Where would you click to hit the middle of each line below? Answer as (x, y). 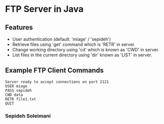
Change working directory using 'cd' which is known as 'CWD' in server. (86, 50)
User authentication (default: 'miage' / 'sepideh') (62, 39)
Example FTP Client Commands (54, 70)
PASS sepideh (18, 90)
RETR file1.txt (21, 99)
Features (19, 27)
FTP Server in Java (44, 9)
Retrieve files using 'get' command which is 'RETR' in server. (74, 44)
